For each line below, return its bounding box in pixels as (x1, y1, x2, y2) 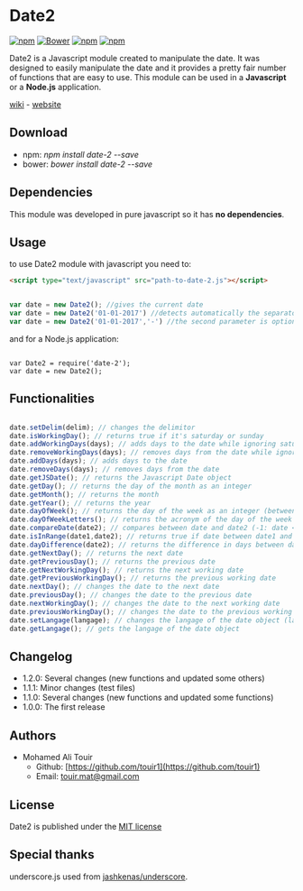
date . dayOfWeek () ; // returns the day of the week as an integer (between (9, 507, 297, 516)
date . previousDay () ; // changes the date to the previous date (9, 591, 252, 600)
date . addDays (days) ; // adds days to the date (9, 456, 188, 465)
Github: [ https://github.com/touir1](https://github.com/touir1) (35, 761, 261, 772)
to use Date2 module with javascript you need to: (9, 259, 192, 270)
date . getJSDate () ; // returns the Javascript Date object (9, 473, 232, 482)
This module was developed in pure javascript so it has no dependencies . (9, 208, 285, 219)
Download (9, 125, 68, 141)
